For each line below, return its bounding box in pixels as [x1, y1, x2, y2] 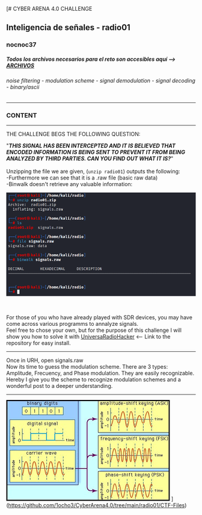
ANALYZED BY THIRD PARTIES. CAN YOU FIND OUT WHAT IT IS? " [6, 155, 174, 162]
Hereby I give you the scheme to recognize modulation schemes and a [6, 376, 182, 383]
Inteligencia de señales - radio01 [6, 22, 130, 33]
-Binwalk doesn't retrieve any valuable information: [6, 181, 133, 188]
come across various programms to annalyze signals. [6, 320, 139, 328]
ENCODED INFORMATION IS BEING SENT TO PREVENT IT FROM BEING [6, 149, 185, 156]
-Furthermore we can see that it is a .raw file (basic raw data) [6, 174, 158, 181]
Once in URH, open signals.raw [6, 357, 84, 364]
